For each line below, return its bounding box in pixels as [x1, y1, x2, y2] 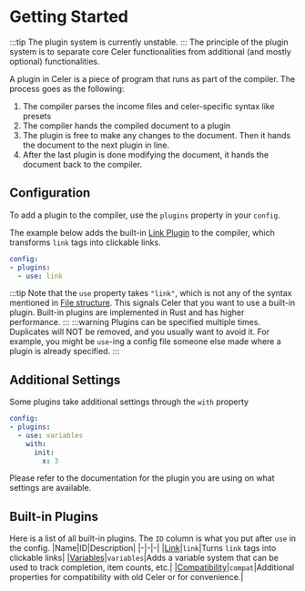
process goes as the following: [9, 83, 125, 94]
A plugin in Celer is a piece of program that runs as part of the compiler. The [9, 73, 296, 84]
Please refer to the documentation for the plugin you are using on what [9, 473, 275, 484]
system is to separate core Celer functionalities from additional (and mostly [9, 46, 291, 56]
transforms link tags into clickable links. [9, 237, 161, 248]
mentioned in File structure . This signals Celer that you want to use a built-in [9, 298, 296, 309]
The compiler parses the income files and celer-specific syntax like [22, 100, 275, 111]
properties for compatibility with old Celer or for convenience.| [9, 572, 244, 583]
